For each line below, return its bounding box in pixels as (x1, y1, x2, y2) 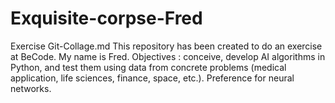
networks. (10, 82, 52, 94)
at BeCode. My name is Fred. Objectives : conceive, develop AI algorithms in (10, 50, 326, 62)
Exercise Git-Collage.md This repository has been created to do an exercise (10, 40, 323, 52)
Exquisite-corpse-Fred (10, 7, 203, 30)
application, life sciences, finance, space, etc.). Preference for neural (10, 72, 295, 84)
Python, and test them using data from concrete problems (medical (10, 61, 287, 73)
